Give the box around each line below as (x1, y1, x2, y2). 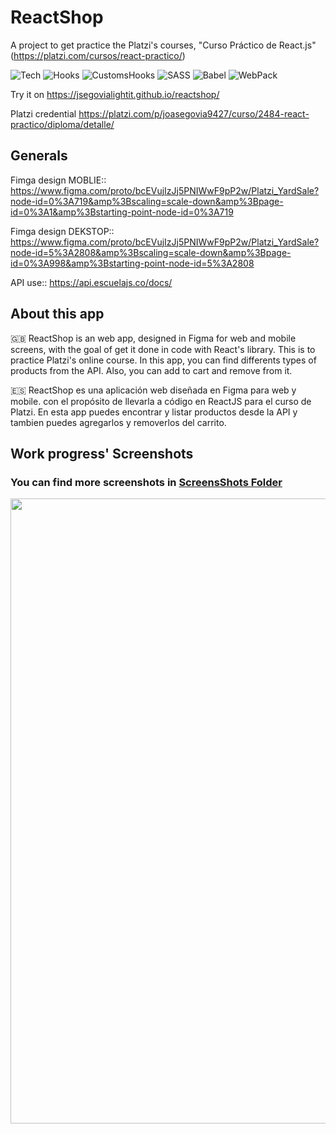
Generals (10, 147, 68, 165)
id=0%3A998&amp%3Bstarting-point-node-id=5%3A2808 (10, 257, 255, 269)
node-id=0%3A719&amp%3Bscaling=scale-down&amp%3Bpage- (10, 195, 284, 207)
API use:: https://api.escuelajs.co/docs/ (10, 276, 173, 288)
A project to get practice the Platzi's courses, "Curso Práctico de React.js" (10, 39, 317, 51)
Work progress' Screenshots (10, 445, 194, 462)
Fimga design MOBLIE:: (10, 174, 107, 186)
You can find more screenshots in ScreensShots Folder (10, 475, 283, 489)
